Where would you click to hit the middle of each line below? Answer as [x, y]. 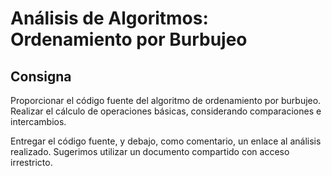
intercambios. [38, 121]
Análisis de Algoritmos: [109, 18]
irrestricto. [31, 162]
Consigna [41, 76]
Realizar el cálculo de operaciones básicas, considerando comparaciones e [166, 111]
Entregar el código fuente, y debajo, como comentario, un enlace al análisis [166, 141]
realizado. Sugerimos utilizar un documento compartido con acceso [150, 151]
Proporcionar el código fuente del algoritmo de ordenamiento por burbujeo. [166, 100]
